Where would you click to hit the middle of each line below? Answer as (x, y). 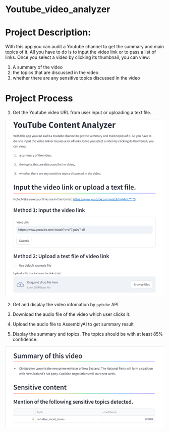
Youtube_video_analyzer (58, 9)
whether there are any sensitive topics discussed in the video (76, 78)
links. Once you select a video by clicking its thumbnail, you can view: (78, 57)
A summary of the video (38, 67)
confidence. (25, 339)
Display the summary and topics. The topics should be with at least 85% (88, 334)
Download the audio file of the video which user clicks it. (71, 314)
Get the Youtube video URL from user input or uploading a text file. (82, 113)
